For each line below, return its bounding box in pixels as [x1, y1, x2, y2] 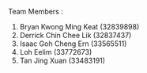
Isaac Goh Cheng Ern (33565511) [19, 39, 127, 48]
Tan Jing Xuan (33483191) [19, 56, 105, 65]
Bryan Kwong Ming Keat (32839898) [19, 22, 140, 31]
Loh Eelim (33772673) [19, 48, 92, 56]
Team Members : [8, 7, 63, 16]
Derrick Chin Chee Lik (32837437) [19, 31, 132, 40]
